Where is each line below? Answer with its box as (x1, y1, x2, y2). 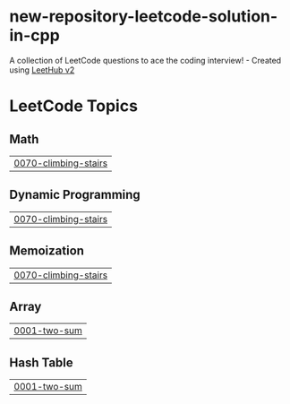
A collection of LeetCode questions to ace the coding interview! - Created (9, 55, 282, 65)
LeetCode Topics (9, 96, 139, 116)
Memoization (9, 244, 85, 259)
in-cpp (9, 25, 60, 46)
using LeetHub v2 (9, 64, 75, 75)
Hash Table (9, 355, 73, 370)
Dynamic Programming (9, 187, 141, 202)
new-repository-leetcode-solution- (9, 6, 278, 27)
